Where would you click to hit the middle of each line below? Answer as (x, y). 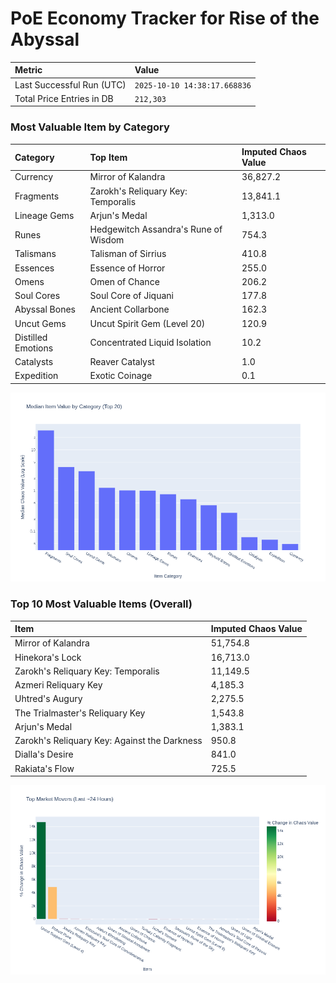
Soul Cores (37, 296)
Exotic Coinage (121, 376)
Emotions (34, 348)
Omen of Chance (124, 281)
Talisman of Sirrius (128, 254)
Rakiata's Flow (44, 768)
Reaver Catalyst (122, 362)
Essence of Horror (127, 268)
